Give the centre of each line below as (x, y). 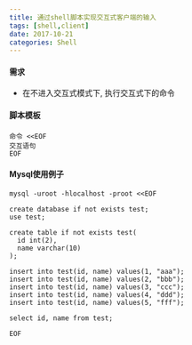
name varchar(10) (49, 248)
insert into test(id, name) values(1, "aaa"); (97, 271)
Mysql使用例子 (37, 174)
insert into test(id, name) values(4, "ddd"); (97, 294)
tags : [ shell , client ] (49, 26)
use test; (28, 217)
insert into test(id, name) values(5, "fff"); (97, 302)
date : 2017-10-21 (41, 34)
